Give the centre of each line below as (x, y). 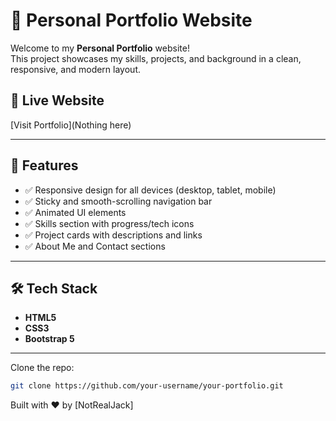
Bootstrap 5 (49, 339)
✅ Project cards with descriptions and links (113, 235)
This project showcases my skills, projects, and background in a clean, (156, 58)
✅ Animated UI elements (75, 212)
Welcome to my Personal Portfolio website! (100, 48)
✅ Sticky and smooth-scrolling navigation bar (118, 201)
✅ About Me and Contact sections (95, 246)
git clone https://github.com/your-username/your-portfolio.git (147, 386)
